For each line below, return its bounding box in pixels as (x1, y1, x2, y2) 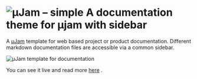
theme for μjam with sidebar (6, 18, 147, 32)
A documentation (86, 6, 173, 19)
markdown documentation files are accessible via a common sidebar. (6, 44, 175, 51)
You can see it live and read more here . (6, 66, 103, 73)
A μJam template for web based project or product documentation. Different (6, 37, 192, 44)
